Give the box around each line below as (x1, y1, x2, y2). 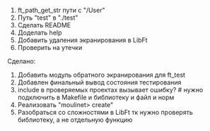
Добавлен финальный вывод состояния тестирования (17, 78, 182, 87)
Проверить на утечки (17, 44, 83, 51)
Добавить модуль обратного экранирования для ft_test (17, 70, 186, 79)
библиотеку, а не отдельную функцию (17, 116, 133, 124)
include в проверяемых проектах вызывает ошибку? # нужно (17, 86, 204, 94)
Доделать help (17, 28, 62, 37)
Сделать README (17, 21, 71, 29)
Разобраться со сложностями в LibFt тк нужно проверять (17, 108, 193, 116)
